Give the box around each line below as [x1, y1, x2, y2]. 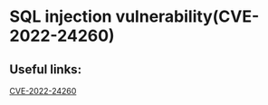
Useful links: [9, 62, 82, 77]
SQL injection [9, 6, 112, 27]
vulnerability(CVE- [115, 6, 260, 27]
